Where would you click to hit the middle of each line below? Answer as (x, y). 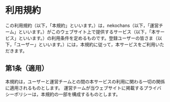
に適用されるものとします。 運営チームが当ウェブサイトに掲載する (75, 88)
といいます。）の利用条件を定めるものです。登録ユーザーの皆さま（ (88, 38)
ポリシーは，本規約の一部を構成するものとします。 (67, 94)
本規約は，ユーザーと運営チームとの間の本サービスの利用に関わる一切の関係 (85, 81)
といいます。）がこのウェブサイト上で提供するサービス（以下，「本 (87, 31)
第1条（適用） (27, 68)
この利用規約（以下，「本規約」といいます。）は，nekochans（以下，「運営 (82, 25)
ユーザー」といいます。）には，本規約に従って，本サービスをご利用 (86, 44)
